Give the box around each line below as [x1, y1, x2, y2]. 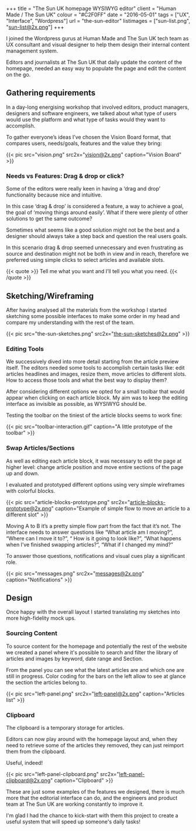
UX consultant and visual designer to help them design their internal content [6, 41, 190, 48]
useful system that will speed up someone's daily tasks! [6, 818, 140, 825]
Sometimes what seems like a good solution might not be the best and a [6, 226, 180, 233]
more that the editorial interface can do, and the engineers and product [6, 794, 178, 801]
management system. [6, 47, 59, 54]
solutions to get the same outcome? [6, 215, 92, 222]
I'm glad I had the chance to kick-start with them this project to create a [6, 812, 178, 819]
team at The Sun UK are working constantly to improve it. [6, 801, 145, 808]
